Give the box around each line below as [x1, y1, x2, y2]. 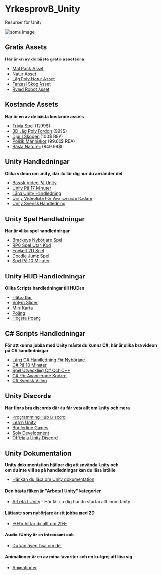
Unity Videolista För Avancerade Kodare [12, 196, 93, 201]
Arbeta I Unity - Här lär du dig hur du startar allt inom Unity [12, 498, 131, 504]
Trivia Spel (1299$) [12, 123, 50, 129]
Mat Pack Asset [12, 65, 44, 71]
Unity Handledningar [5, 158, 70, 166]
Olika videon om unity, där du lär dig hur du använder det [5, 171, 123, 177]
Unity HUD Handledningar [5, 272, 85, 280]
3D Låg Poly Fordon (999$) [12, 128, 67, 134]
